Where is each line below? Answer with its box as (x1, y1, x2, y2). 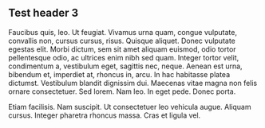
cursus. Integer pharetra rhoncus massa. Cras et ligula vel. (8, 111, 201, 120)
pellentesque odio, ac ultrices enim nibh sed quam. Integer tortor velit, (8, 52, 239, 62)
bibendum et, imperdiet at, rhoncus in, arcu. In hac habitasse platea (8, 69, 230, 79)
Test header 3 (8, 6, 79, 20)
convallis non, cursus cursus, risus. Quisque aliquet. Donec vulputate (8, 36, 235, 45)
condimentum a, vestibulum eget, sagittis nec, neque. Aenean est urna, (8, 61, 243, 71)
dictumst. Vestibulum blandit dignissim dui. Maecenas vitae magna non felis (8, 78, 258, 87)
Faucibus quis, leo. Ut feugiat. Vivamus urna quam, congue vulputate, (8, 27, 238, 37)
